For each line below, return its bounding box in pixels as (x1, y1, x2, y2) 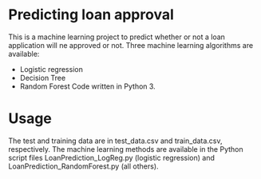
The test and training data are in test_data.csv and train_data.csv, (8, 136, 223, 145)
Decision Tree (19, 73, 66, 82)
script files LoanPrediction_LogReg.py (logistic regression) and (8, 153, 216, 162)
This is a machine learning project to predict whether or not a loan (8, 32, 226, 42)
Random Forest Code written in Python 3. (19, 82, 156, 91)
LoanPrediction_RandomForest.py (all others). (8, 161, 159, 171)
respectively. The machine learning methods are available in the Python (8, 144, 243, 153)
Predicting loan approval (8, 6, 174, 24)
